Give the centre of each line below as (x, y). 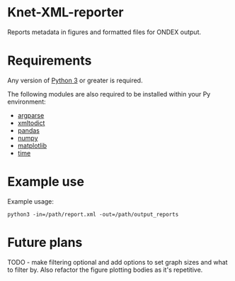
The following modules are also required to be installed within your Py (109, 94)
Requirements (50, 61)
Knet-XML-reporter (65, 12)
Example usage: (31, 201)
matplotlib (32, 145)
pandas (29, 130)
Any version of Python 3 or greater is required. (75, 80)
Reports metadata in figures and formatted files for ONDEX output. (104, 32)
